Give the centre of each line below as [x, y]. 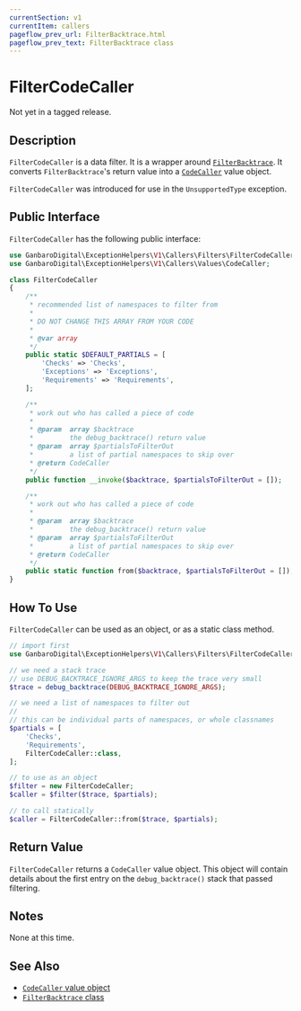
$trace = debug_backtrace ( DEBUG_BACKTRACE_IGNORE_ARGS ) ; [118, 687]
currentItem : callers [50, 26]
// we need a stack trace [57, 670]
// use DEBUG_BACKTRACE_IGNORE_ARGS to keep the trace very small [136, 678]
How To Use [43, 607]
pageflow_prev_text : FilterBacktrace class [92, 43]
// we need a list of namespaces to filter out [100, 703]
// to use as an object [54, 778]
